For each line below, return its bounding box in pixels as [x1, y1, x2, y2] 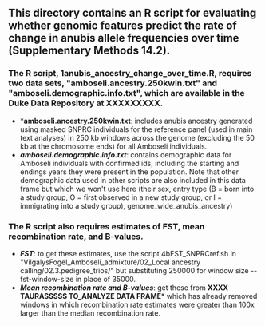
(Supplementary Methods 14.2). [8, 44, 171, 58]
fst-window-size [19, 274, 74, 284]
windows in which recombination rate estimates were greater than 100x [19, 300, 255, 309]
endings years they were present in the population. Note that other [19, 167, 239, 177]
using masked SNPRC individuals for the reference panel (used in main [19, 124, 253, 134]
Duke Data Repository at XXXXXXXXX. [8, 97, 164, 109]
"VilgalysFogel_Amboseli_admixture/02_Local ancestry [19, 257, 201, 267]
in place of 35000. [75, 274, 136, 284]
